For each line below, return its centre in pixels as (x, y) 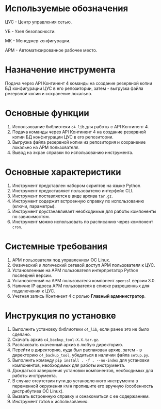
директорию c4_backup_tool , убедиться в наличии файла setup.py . (80, 355)
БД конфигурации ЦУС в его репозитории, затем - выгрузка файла (74, 88)
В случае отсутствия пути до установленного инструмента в (75, 381)
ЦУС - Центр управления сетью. (39, 22)
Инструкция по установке (61, 315)
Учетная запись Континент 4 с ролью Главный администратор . (79, 296)
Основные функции (47, 113)
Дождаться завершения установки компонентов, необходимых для (83, 370)
